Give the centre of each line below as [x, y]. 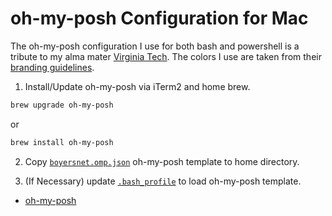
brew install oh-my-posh [62, 142]
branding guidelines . [52, 67]
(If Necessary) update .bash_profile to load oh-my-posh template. [163, 181]
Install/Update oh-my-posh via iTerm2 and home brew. [137, 86]
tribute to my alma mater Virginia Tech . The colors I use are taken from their [166, 56]
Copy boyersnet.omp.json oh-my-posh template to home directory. [162, 161]
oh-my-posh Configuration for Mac [159, 18]
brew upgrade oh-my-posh [62, 105]
